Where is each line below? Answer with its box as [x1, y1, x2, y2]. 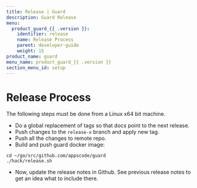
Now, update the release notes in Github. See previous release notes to [14, 169, 191, 176]
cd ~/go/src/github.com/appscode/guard [6, 153, 106, 159]
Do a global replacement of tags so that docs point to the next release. [14, 122, 190, 129]
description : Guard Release [6, 14, 77, 20]
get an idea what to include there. [14, 175, 98, 182]
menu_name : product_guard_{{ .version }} [6, 59, 112, 65]
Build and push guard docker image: [14, 141, 105, 148]
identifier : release [17, 31, 68, 37]
